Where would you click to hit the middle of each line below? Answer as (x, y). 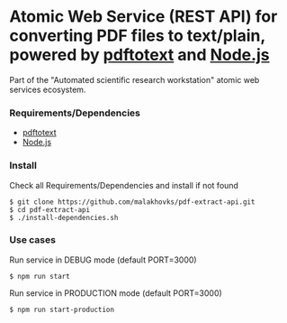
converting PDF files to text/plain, (137, 36)
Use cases (33, 240)
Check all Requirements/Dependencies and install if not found (124, 185)
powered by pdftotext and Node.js (139, 55)
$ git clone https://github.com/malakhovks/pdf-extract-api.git (132, 202)
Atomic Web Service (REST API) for (143, 17)
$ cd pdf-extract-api (50, 209)
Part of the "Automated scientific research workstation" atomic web (135, 79)
